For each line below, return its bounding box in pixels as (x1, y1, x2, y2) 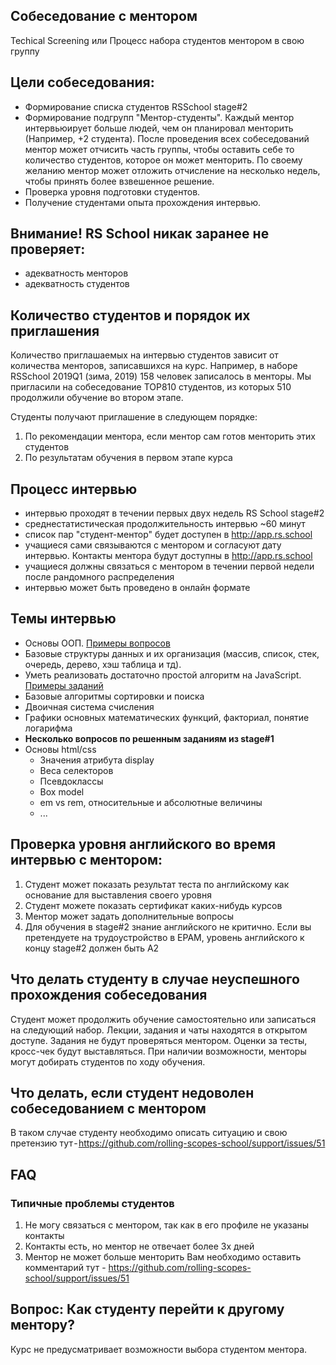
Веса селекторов (39, 764, 114, 776)
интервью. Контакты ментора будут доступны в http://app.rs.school (24, 550, 313, 562)
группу (10, 45, 40, 57)
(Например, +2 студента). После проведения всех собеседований (24, 132, 310, 144)
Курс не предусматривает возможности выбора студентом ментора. (10, 1343, 308, 1355)
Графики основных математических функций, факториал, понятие (24, 711, 310, 723)
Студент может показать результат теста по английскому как (24, 878, 290, 890)
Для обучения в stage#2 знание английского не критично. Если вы (24, 920, 312, 933)
